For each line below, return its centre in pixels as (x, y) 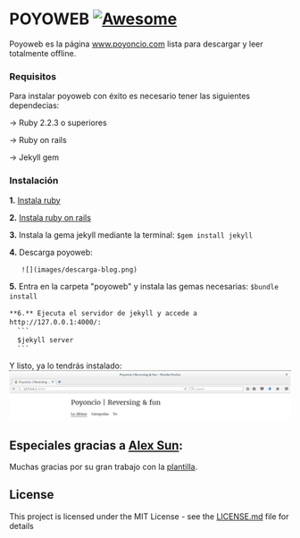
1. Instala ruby (35, 200)
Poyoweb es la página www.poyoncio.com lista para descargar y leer (136, 44)
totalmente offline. (43, 53)
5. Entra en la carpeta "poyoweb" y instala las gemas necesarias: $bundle (144, 286)
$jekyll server (46, 340)
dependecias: (34, 105)
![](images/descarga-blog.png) (79, 269)
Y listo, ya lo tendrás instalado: (66, 366)
